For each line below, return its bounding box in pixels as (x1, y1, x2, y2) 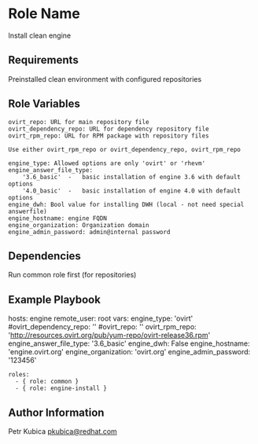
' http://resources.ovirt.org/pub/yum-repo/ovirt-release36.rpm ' (8, 331, 211, 340)
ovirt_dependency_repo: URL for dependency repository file (8, 125, 210, 133)
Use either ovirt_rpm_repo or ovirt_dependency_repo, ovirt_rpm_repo (8, 145, 241, 153)
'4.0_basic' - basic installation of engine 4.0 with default (22, 186, 241, 195)
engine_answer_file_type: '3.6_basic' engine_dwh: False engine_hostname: (8, 339, 250, 348)
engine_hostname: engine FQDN (8, 214, 108, 222)
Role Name (8, 5, 80, 23)
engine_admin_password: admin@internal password (8, 228, 171, 236)
